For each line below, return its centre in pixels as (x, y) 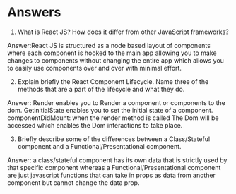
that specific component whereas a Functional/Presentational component (114, 167)
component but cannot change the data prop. (73, 182)
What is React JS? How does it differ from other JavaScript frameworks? (123, 32)
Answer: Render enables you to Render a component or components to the (117, 102)
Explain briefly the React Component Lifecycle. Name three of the (113, 81)
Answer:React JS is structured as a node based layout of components (109, 45)
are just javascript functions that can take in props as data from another (111, 175)
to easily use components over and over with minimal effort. (95, 68)
